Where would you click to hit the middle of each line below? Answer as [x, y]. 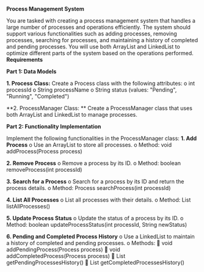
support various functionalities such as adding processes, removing [92, 34]
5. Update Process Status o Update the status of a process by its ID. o [95, 218]
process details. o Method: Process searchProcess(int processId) [89, 188]
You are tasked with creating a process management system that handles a [101, 20]
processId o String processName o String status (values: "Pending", [92, 90]
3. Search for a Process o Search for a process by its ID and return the [95, 182]
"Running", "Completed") [38, 96]
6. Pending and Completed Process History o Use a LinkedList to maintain [101, 237]
